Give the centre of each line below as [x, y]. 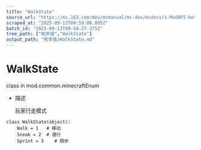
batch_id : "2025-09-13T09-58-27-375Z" [54, 28]
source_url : [21, 17]
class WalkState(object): [38, 122]
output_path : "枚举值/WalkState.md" [51, 39]
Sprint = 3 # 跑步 [43, 141]
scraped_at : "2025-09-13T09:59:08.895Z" [57, 23]
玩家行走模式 [31, 111]
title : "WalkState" [31, 12]
